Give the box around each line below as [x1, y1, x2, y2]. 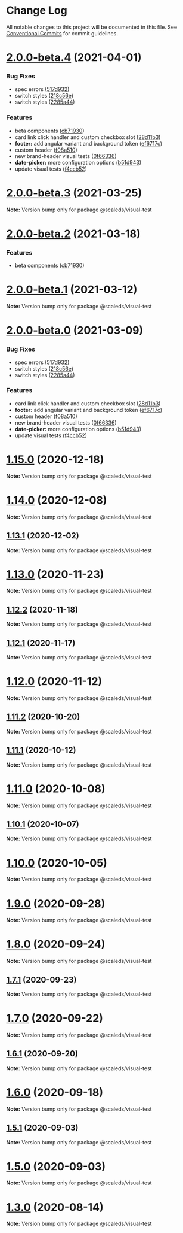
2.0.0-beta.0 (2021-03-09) [6, 324, 144, 337]
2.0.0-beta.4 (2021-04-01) [6, 51, 142, 65]
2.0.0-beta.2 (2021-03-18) [6, 227, 141, 240]
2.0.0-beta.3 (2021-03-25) [6, 186, 142, 199]
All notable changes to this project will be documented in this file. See [6, 23, 178, 31]
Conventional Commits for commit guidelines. [6, 29, 118, 37]
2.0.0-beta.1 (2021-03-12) [6, 283, 138, 296]
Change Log [6, 4, 67, 17]
